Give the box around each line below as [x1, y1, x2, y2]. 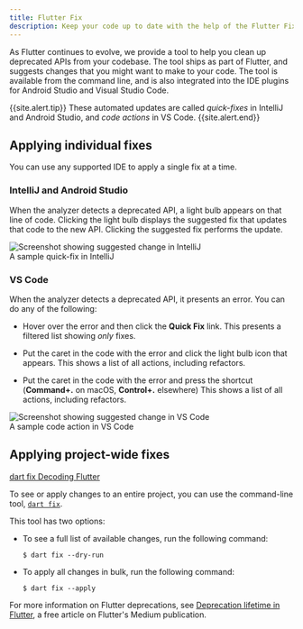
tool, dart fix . [9, 497, 63, 509]
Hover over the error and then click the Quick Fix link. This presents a [22, 321, 281, 332]
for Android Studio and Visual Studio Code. [9, 85, 170, 96]
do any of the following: [9, 303, 97, 314]
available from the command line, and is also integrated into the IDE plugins [9, 75, 289, 86]
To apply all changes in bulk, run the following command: [22, 566, 235, 577]
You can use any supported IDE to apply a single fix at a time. [9, 161, 237, 172]
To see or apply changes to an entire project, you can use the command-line [9, 488, 294, 499]
